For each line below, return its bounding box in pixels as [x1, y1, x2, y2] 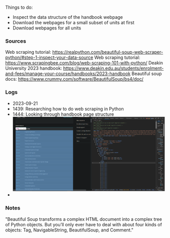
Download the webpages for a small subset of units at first [12, 20, 135, 25]
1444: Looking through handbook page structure [12, 111, 114, 117]
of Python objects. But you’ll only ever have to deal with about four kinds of [5, 221, 162, 227]
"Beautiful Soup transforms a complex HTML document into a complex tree [5, 216, 162, 222]
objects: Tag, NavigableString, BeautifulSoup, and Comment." [5, 227, 134, 233]
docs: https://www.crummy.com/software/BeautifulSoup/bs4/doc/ [5, 76, 144, 82]
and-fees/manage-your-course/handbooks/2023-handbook [5, 71, 131, 77]
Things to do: [5, 5, 33, 10]
